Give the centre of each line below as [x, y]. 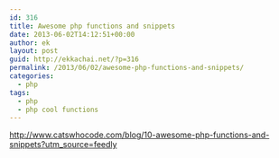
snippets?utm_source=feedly [63, 145]
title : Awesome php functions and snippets [93, 26]
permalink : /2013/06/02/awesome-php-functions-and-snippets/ [127, 68]
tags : [19, 92]
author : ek [30, 43]
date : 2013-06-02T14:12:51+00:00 [72, 34]
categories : [32, 76]
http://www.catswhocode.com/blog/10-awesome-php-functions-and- [139, 135]
